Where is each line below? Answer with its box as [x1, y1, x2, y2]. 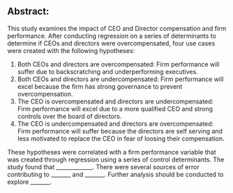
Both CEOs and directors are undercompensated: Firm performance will [17, 75, 224, 83]
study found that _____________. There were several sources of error [7, 162, 200, 171]
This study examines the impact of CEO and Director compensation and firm [7, 24, 227, 32]
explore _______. [7, 178, 52, 186]
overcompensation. [17, 90, 73, 98]
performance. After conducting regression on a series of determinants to [7, 31, 216, 40]
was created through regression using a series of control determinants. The [7, 155, 225, 164]
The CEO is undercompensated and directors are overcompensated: [17, 119, 214, 128]
